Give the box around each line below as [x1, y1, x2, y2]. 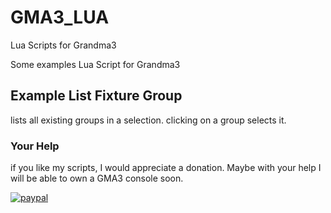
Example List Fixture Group [10, 87, 183, 105]
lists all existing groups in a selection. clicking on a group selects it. [10, 114, 287, 126]
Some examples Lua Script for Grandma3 [10, 58, 181, 70]
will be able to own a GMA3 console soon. [10, 172, 184, 185]
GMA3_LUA [10, 6, 110, 29]
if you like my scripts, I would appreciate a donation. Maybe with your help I [10, 162, 322, 174]
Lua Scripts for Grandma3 [10, 39, 117, 51]
